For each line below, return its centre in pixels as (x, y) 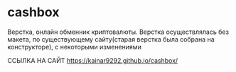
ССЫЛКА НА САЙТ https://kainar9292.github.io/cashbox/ (93, 60)
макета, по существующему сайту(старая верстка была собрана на (111, 39)
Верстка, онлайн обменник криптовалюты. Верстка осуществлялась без (118, 32)
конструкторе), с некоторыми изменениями (75, 47)
